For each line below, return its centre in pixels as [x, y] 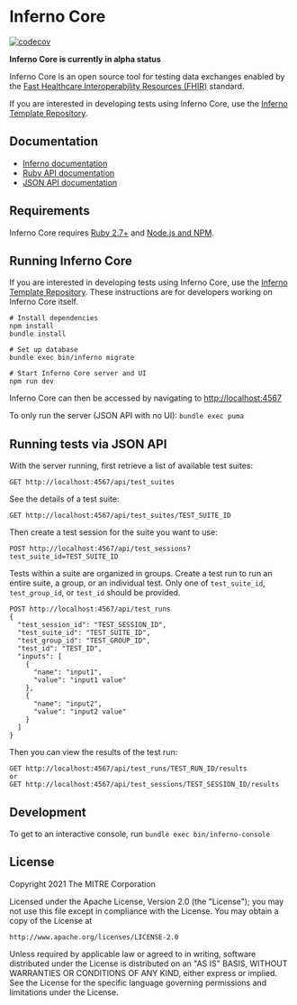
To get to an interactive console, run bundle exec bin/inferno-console [140, 834]
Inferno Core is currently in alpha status [85, 59]
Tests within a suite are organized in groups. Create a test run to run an [141, 574]
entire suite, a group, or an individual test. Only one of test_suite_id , [137, 583]
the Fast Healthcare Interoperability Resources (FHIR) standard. [127, 86]
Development [48, 812]
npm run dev [31, 382]
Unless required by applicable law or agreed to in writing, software [133, 954]
